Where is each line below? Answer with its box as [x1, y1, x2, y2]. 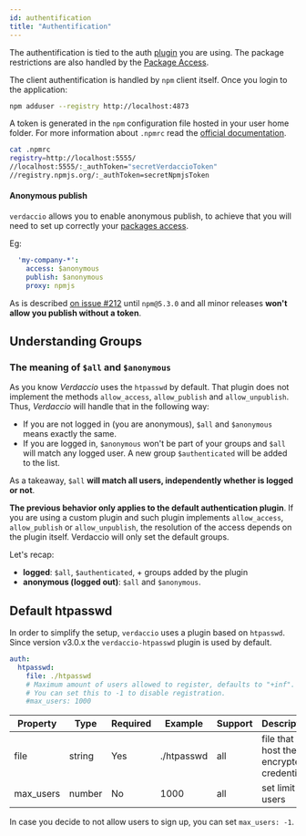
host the [261, 744, 298, 757]
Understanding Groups [9, 334, 143, 349]
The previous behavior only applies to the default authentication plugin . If [9, 502, 294, 513]
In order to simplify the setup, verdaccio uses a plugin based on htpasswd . [9, 627, 285, 638]
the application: [9, 84, 68, 95]
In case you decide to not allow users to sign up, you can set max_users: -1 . [9, 817, 294, 828]
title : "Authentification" [9, 22, 112, 31]
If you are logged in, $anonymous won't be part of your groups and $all [22, 439, 286, 449]
